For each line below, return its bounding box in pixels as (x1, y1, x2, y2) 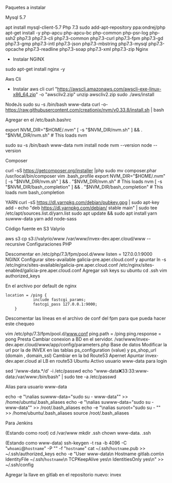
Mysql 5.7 (5, 14, 26, 20)
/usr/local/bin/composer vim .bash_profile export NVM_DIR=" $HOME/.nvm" (5, 173, 166, 179)
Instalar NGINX (12, 56, 45, 62)
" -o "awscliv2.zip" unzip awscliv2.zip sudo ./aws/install (35, 91, 155, 97)
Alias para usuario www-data (5, 384, 67, 389)
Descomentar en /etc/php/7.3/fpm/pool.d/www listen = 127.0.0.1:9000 (5, 251, 152, 257)
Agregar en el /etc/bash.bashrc (5, 117, 72, 123)
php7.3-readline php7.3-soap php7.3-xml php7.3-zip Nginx (25, 46, 148, 52)
